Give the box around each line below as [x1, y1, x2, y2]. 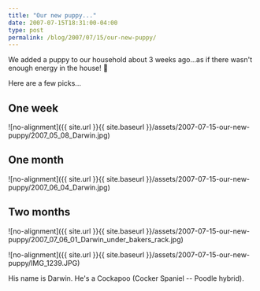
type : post [8, 26, 44, 34]
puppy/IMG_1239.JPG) [8, 258, 80, 267]
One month [8, 153, 65, 167]
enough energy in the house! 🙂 [8, 64, 109, 73]
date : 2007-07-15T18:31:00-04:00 [8, 19, 118, 27]
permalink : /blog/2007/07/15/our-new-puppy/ [8, 33, 157, 42]
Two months [8, 205, 71, 219]
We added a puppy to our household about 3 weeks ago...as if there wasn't [8, 55, 253, 64]
